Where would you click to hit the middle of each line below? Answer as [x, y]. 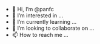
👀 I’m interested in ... [38, 15]
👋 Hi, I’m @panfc [33, 9]
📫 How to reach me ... [40, 35]
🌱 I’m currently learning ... [44, 22]
